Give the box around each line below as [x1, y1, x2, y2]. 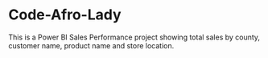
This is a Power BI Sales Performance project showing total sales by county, [8, 32, 260, 42]
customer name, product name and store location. [8, 40, 175, 50]
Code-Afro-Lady [8, 6, 122, 24]
